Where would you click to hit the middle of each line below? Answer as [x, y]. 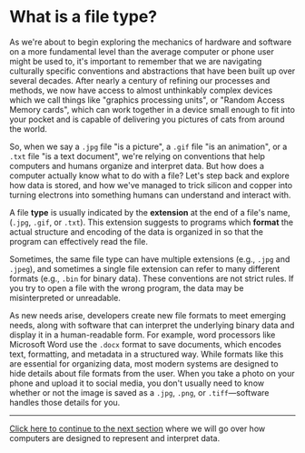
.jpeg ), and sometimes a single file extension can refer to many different [145, 268]
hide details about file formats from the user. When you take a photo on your [152, 373]
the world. [29, 128]
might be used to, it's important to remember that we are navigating [136, 61]
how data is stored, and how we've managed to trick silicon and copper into [151, 185]
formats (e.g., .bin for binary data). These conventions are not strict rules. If [152, 278]
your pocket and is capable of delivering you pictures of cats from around [147, 119]
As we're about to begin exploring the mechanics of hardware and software [151, 42]
